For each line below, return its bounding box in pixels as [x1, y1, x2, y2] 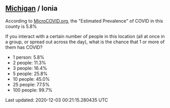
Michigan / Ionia [5, 4, 58, 13]
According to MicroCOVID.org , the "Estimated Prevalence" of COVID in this [5, 17, 163, 24]
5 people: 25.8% [12, 70, 48, 77]
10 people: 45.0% [12, 76, 50, 82]
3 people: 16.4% [12, 65, 48, 71]
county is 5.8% [5, 23, 37, 29]
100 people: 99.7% [12, 87, 53, 93]
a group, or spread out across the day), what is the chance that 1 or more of [5, 39, 165, 45]
